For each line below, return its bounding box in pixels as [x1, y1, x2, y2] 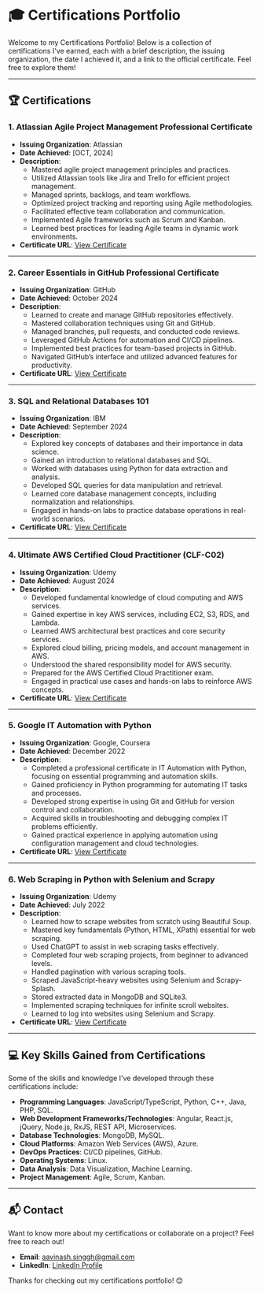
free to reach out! [8, 1236, 64, 1246]
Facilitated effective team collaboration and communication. [31, 206, 225, 216]
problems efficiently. [31, 821, 98, 831]
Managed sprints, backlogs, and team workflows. [31, 190, 192, 199]
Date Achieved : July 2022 [19, 900, 105, 910]
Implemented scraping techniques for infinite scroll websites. [31, 1001, 229, 1010]
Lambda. [31, 618, 60, 627]
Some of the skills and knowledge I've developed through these [8, 1073, 214, 1083]
